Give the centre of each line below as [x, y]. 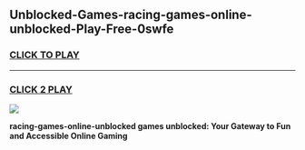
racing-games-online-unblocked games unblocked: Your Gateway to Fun [150, 125]
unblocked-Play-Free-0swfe [92, 30]
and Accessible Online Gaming [69, 135]
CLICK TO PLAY [44, 55]
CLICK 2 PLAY [41, 89]
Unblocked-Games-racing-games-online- [131, 15]
